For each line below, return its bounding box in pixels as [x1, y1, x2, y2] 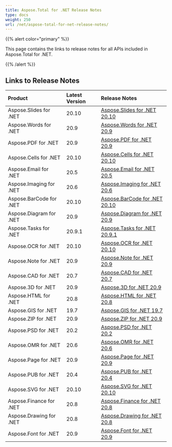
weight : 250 [5, 17, 31, 22]
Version [66, 98, 86, 105]
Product [8, 95, 28, 102]
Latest [66, 91, 82, 99]
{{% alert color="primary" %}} [5, 36, 70, 42]
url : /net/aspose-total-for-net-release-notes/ [5, 22, 109, 27]
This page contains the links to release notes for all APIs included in [5, 46, 148, 52]
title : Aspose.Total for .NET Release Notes [5, 7, 102, 13]
